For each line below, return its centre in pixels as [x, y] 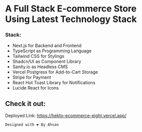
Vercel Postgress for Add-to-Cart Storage [55, 72]
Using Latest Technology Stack [71, 19]
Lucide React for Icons [35, 88]
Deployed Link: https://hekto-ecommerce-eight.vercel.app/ [66, 116]
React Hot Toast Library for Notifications [54, 83]
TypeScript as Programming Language [52, 51]
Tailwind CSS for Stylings [38, 56]
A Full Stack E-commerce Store [71, 9]
